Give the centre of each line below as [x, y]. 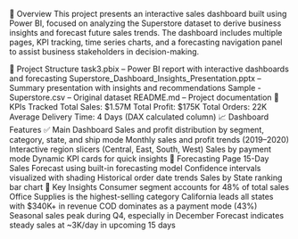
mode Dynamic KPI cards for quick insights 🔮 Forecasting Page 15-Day [139, 159]
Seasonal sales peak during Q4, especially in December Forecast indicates [146, 215]
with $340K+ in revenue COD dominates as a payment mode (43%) [133, 206]
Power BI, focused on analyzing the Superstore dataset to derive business [145, 23]
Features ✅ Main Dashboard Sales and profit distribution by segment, [137, 130]
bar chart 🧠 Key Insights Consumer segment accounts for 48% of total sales [149, 187]
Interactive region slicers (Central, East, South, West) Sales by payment [141, 149]
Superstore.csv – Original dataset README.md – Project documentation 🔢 [144, 97]
